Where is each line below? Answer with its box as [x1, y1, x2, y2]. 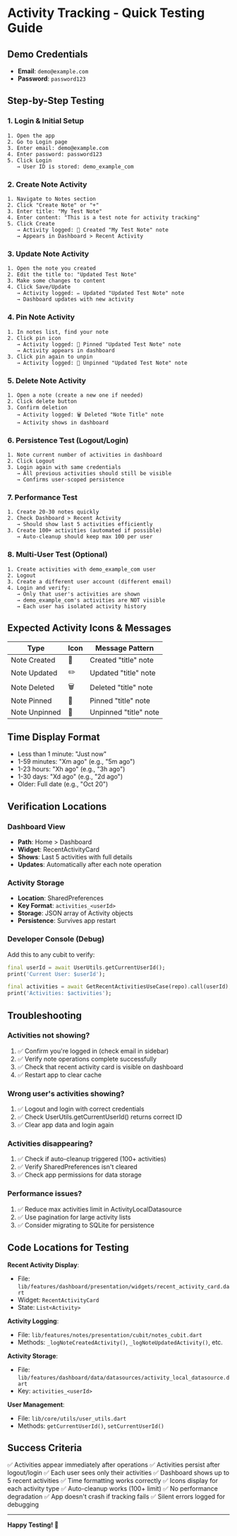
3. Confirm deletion [7, 404, 68, 411]
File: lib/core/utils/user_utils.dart [17, 1414, 127, 1422]
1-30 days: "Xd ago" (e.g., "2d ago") [17, 772, 123, 781]
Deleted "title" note [90, 682, 153, 692]
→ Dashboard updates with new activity [16, 296, 134, 303]
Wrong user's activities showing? [7, 1088, 125, 1098]
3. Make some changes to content [7, 277, 106, 284]
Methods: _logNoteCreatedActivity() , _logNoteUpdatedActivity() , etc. [17, 1338, 224, 1346]
